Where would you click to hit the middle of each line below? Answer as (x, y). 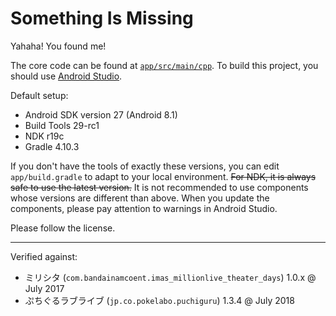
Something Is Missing (102, 18)
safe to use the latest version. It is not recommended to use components (159, 187)
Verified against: (44, 256)
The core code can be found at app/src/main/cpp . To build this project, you (164, 65)
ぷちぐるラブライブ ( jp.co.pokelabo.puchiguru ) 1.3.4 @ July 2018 (159, 300)
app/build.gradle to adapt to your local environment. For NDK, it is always (163, 176)
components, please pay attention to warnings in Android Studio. (144, 208)
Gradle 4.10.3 (52, 146)
